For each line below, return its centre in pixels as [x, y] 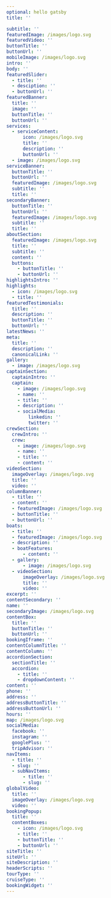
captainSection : [27, 372]
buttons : [23, 263]
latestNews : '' [26, 332]
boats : [15, 526]
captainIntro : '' [34, 377]
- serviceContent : [35, 132]
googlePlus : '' [31, 743]
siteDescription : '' [33, 863]
